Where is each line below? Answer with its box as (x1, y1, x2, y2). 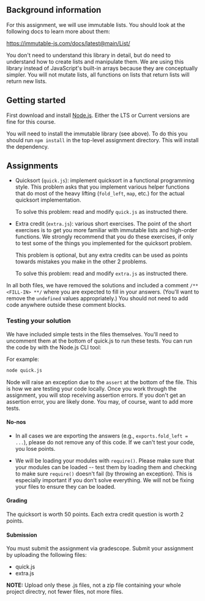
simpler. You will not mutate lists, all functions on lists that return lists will (6, 70, 190, 78)
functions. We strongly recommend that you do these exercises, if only (15, 233, 194, 241)
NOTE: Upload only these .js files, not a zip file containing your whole (6, 581, 182, 589)
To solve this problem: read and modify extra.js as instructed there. (15, 270, 188, 278)
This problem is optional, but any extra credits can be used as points (15, 251, 188, 259)
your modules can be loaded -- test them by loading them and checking (15, 463, 197, 471)
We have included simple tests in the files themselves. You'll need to (6, 330, 179, 338)
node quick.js (6, 367, 43, 373)
